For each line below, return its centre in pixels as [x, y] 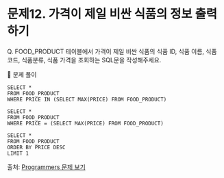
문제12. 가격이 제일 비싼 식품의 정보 [100, 14]
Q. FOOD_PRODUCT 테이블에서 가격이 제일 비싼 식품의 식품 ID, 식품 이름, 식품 [112, 51]
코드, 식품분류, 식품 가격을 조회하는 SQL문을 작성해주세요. [84, 60]
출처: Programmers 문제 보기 [46, 167]
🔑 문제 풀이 [22, 74]
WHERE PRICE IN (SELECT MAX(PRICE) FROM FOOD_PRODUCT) [87, 99]
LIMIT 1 [18, 153]
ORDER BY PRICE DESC [37, 147]
